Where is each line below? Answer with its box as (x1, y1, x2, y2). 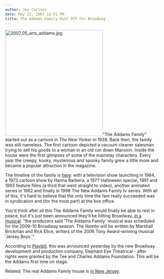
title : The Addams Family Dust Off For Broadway (5, 16, 106, 21)
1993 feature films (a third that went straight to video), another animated (5, 183, 150, 188)
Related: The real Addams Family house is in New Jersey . (5, 268, 121, 274)
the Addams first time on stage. (5, 259, 68, 265)
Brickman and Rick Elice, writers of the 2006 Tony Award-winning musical (5, 229, 154, 234)
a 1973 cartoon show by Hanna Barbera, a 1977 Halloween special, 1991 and (5, 177, 158, 184)
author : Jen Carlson (5, 7, 47, 12)
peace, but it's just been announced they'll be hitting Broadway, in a (5, 213, 142, 219)
